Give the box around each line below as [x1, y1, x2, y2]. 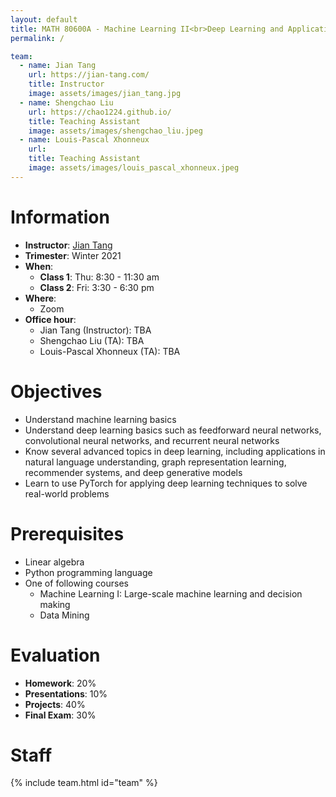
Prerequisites [10, 522, 125, 545]
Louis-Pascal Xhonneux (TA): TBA [39, 345, 181, 357]
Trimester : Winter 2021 [24, 249, 122, 261]
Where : [24, 292, 57, 304]
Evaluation [10, 644, 101, 666]
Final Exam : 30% [24, 709, 97, 721]
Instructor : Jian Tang [24, 239, 113, 251]
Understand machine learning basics [24, 413, 177, 425]
